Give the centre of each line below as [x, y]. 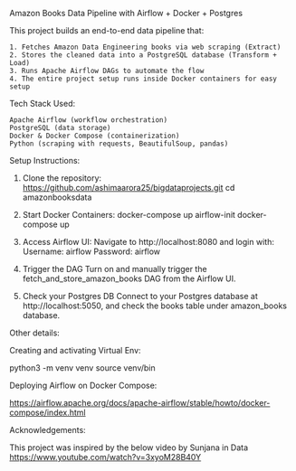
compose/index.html [48, 412]
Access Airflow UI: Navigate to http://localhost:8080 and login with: [148, 242]
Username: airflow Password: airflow [91, 251]
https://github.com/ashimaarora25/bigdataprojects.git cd [129, 188]
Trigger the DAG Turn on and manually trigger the [115, 269]
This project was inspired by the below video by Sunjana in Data [129, 447]
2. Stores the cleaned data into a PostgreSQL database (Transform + [143, 55]
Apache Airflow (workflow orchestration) [89, 120]
